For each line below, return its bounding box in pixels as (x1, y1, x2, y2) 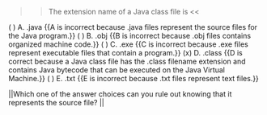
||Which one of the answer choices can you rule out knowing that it (8, 89, 232, 99)
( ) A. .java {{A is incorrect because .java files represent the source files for (8, 23, 257, 31)
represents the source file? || (8, 98, 105, 107)
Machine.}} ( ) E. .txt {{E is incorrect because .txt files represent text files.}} (8, 74, 259, 83)
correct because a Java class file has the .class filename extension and (8, 56, 246, 66)
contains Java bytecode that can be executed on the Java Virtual (8, 65, 225, 75)
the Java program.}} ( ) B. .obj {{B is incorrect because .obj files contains (8, 31, 252, 40)
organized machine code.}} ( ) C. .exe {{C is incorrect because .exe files (8, 39, 248, 49)
